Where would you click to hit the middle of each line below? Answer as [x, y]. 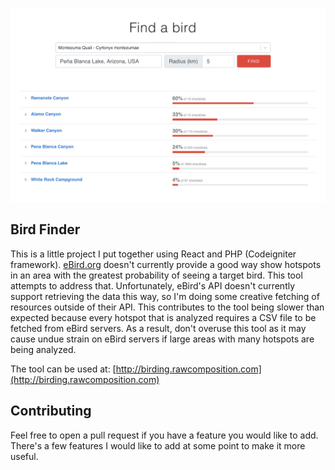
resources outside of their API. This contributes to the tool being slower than [167, 307]
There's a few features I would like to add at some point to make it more [158, 445]
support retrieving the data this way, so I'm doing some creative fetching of [165, 296]
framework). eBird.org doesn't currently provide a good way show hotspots [166, 264]
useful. [24, 456]
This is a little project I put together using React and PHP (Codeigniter [153, 254]
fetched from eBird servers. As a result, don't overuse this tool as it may [158, 328]
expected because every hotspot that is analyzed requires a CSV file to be [163, 317]
